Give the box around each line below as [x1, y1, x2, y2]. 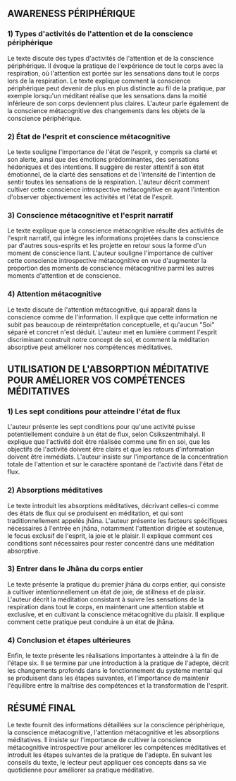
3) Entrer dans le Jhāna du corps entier [7, 564, 144, 574]
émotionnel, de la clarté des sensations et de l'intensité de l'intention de [7, 170, 216, 178]
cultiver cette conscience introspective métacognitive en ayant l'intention [7, 185, 221, 194]
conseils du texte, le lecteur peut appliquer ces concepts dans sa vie [7, 758, 206, 766]
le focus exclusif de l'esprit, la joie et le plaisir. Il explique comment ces [7, 532, 213, 540]
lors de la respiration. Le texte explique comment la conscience [7, 76, 192, 85]
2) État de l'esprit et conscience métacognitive [7, 131, 170, 141]
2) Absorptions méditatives [7, 486, 104, 495]
